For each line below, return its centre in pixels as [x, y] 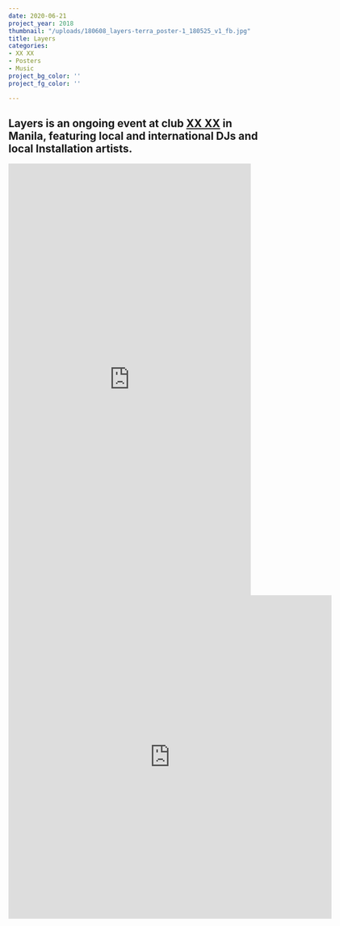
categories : [28, 46]
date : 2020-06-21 [38, 16]
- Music [21, 69]
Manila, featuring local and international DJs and [133, 135]
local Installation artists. [71, 148]
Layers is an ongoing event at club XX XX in [120, 123]
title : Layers [32, 38]
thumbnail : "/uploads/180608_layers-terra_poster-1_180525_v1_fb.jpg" [130, 31]
